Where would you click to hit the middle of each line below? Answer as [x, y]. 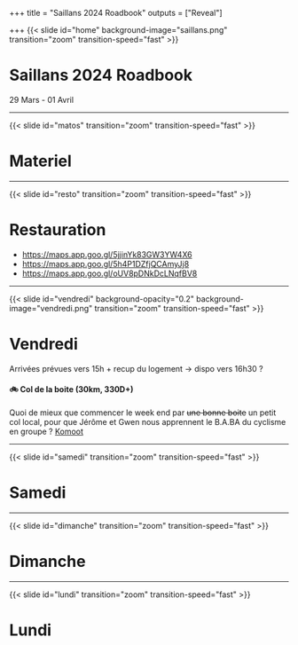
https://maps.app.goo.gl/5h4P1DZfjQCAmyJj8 [106, 264]
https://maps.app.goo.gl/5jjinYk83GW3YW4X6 [107, 254]
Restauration [58, 230]
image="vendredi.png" [51, 308]
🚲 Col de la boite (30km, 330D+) [71, 389]
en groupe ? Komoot [47, 431]
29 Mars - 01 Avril [41, 99]
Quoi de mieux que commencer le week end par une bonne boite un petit [143, 413]
